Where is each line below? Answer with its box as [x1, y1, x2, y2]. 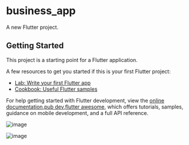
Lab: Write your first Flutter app [14, 79, 91, 86]
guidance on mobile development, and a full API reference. [6, 109, 149, 116]
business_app [6, 4, 76, 18]
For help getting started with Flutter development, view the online [6, 97, 165, 104]
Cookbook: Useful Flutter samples [14, 85, 98, 93]
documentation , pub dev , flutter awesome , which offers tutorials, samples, [6, 103, 184, 110]
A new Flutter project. [6, 24, 59, 31]
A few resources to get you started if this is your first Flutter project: [6, 68, 171, 75]
